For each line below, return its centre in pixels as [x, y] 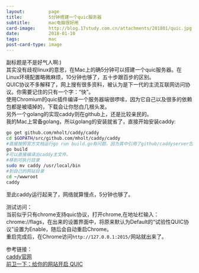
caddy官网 [19, 256]
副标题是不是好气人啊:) [34, 62]
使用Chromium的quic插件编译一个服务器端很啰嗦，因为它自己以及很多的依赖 [99, 99]
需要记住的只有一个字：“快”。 [58, 92]
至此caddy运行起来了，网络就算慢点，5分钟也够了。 [70, 194]
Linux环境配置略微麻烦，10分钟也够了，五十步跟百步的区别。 [81, 77]
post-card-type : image [34, 45]
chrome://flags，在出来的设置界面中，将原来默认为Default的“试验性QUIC [95, 221]
